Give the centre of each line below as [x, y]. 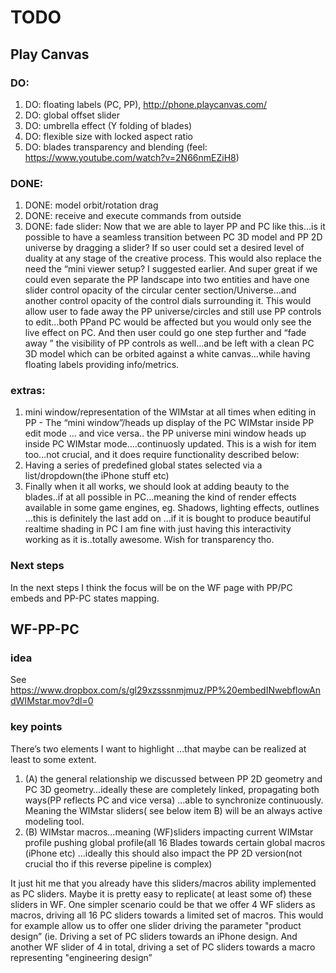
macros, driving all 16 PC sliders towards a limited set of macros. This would [167, 915]
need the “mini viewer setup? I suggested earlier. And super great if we [171, 269]
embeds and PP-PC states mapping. [85, 598]
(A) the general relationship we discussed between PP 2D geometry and [173, 778]
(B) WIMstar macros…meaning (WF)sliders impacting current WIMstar [169, 832]
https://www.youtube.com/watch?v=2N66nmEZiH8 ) [132, 157]
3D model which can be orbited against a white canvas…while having [167, 354]
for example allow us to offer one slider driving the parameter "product [156, 925]
